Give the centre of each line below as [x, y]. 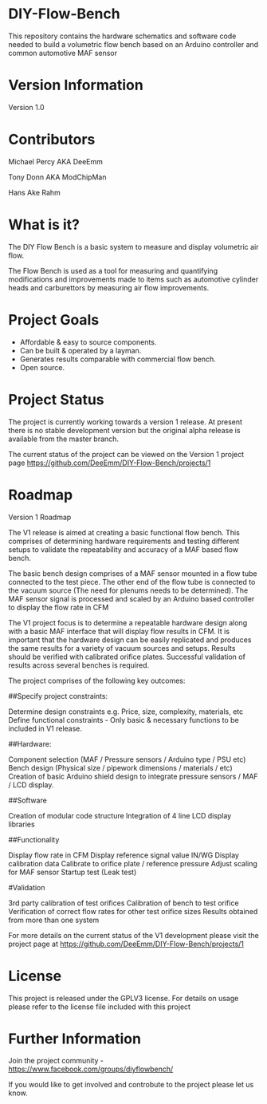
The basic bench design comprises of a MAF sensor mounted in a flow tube [133, 573]
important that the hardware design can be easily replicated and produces [130, 640]
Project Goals [54, 319]
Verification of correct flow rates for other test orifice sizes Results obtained [133, 911]
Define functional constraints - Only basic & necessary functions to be [124, 720]
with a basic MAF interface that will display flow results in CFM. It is [119, 631]
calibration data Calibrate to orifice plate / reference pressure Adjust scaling [133, 863]
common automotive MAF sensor [63, 53]
